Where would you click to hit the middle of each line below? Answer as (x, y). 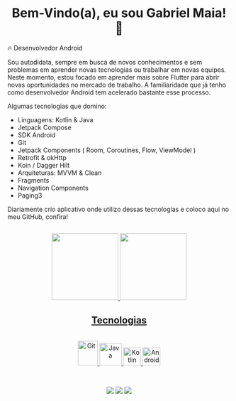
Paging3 (30, 195)
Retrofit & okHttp (42, 157)
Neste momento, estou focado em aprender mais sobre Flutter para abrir (113, 77)
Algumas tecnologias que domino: (57, 106)
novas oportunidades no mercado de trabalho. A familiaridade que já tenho (117, 85)
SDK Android (36, 135)
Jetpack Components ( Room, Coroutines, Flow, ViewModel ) (107, 150)
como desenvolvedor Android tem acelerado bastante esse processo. (109, 92)
